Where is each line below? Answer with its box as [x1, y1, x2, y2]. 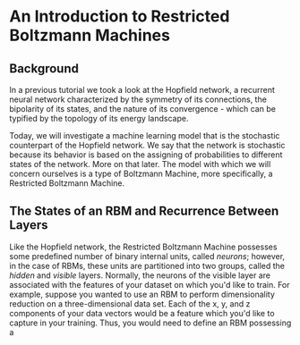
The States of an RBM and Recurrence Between [9, 204, 279, 219]
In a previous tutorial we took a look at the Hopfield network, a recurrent [9, 85, 276, 95]
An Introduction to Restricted [9, 6, 230, 27]
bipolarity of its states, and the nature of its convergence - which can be [9, 104, 276, 114]
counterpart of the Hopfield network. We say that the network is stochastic [9, 140, 286, 150]
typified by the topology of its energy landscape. [9, 114, 189, 123]
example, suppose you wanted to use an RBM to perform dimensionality [9, 289, 276, 299]
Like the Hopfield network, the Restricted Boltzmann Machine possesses [9, 241, 278, 252]
